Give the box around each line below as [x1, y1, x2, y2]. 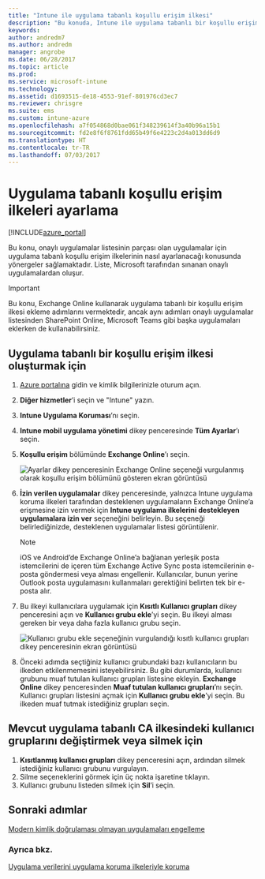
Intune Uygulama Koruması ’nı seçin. [19, 411, 140, 420]
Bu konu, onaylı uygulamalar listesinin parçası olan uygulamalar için [8, 243, 227, 252]
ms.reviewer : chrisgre [8, 99, 83, 107]
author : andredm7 [8, 33, 65, 42]
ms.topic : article [8, 63, 69, 71]
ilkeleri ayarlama [8, 202, 119, 219]
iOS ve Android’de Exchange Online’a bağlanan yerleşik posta [19, 553, 220, 562]
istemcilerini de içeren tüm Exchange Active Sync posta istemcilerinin [19, 561, 246, 570]
